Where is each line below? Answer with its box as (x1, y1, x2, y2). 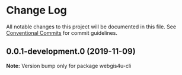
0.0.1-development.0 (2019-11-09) (6, 47, 136, 57)
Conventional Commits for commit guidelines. (6, 29, 117, 36)
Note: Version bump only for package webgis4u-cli (6, 62, 132, 69)
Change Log (6, 4, 67, 17)
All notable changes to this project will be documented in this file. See (6, 23, 177, 30)
